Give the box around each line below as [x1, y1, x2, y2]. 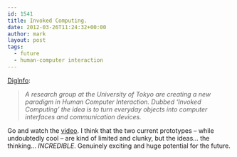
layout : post [7, 37, 46, 44]
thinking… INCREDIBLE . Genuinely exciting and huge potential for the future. [7, 141, 231, 150]
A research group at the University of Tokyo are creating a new [24, 90, 211, 98]
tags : [7, 43, 23, 50]
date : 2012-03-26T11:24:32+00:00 [7, 23, 107, 31]
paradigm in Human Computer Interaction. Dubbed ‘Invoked [24, 97, 201, 106]
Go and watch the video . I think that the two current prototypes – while [7, 126, 215, 135]
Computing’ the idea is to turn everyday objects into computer [24, 104, 208, 114]
